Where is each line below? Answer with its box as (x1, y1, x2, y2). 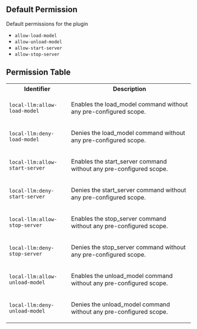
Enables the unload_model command (71, 272, 173, 280)
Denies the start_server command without (71, 186, 186, 194)
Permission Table (6, 67, 71, 77)
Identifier (24, 84, 51, 93)
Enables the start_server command (71, 157, 167, 165)
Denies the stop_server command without (71, 243, 186, 251)
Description (113, 84, 147, 93)
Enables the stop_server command (71, 214, 167, 222)
